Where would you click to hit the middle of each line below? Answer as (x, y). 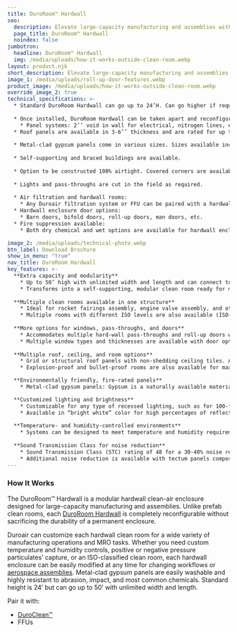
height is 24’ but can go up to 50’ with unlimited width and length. (103, 587)
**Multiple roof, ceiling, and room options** (83, 354)
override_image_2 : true (42, 92)
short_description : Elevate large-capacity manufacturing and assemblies (118, 73)
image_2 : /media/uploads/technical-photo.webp (77, 243)
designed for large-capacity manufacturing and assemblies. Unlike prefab (115, 506)
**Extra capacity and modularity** (66, 276)
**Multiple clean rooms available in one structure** (94, 302)
